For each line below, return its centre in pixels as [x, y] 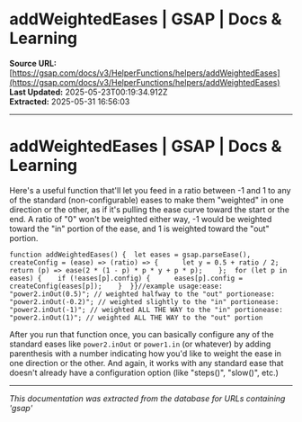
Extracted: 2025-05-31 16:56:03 [70, 101]
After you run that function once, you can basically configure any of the [142, 334]
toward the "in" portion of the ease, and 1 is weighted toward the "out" [139, 229]
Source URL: [33, 63]
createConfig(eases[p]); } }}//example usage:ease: [116, 286]
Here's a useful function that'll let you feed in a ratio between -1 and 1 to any [150, 190]
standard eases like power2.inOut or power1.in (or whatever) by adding [140, 344]
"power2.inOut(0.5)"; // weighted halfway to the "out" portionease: [142, 294]
